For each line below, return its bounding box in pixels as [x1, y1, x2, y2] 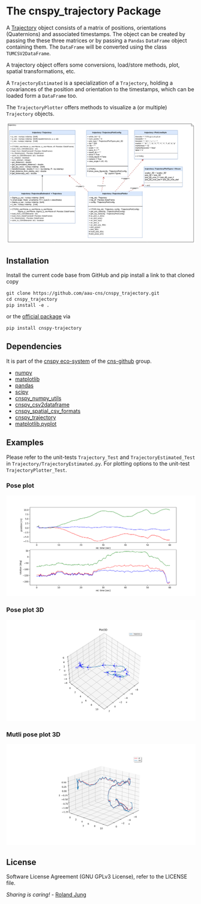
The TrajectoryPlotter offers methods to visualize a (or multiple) [6, 103, 167, 111]
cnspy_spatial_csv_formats [14, 407, 81, 414]
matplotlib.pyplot [14, 420, 57, 427]
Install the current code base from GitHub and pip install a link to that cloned [6, 272, 195, 279]
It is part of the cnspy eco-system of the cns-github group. [6, 357, 152, 365]
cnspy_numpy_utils [14, 395, 62, 402]
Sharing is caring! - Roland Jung [6, 891, 87, 899]
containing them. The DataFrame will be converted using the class [6, 43, 167, 50]
